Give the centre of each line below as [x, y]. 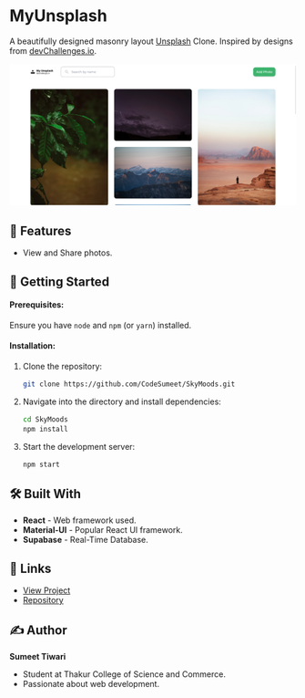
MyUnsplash [58, 16]
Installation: [33, 346]
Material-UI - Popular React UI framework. [103, 530]
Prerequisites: [37, 305]
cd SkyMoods [45, 419]
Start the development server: [79, 446]
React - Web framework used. [79, 520]
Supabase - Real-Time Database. [85, 540]
